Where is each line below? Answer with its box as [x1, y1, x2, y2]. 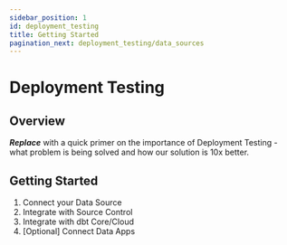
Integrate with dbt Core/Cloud [22, 216, 134, 227]
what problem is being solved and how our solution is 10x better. [9, 146, 250, 158]
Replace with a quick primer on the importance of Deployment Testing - [9, 137, 278, 148]
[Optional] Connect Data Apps [22, 226, 136, 237]
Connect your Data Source [22, 197, 122, 208]
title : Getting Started [9, 30, 100, 39]
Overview [9, 113, 66, 128]
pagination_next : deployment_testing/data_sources [9, 38, 205, 48]
